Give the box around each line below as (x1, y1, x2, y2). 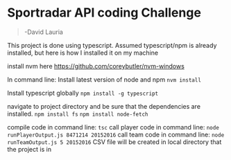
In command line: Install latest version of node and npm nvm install (7, 75, 201, 84)
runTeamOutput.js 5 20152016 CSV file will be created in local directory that (7, 137, 222, 146)
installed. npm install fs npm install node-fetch (7, 109, 148, 118)
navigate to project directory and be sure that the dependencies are (7, 102, 201, 110)
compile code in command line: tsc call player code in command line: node (7, 123, 220, 131)
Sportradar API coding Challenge (7, 5, 201, 21)
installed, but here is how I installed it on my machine (7, 48, 158, 57)
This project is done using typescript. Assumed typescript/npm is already (7, 41, 217, 49)
